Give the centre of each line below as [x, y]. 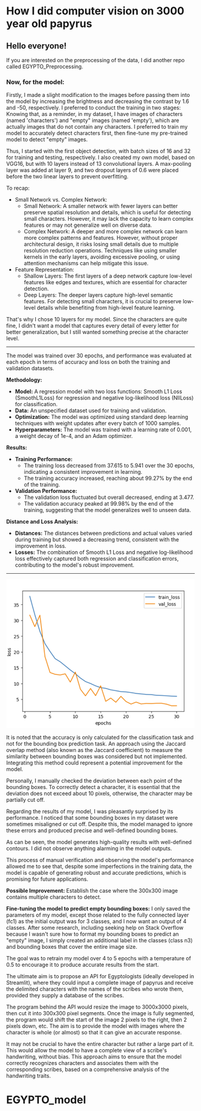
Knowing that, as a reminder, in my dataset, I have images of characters [95, 114]
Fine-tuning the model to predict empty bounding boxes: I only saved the [98, 909]
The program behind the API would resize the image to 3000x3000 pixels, [98, 1007]
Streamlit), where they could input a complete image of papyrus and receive [100, 983]
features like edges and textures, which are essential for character [105, 282]
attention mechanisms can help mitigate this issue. [86, 263]
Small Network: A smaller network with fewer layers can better [101, 206]
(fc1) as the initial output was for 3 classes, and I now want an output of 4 [96, 921]
